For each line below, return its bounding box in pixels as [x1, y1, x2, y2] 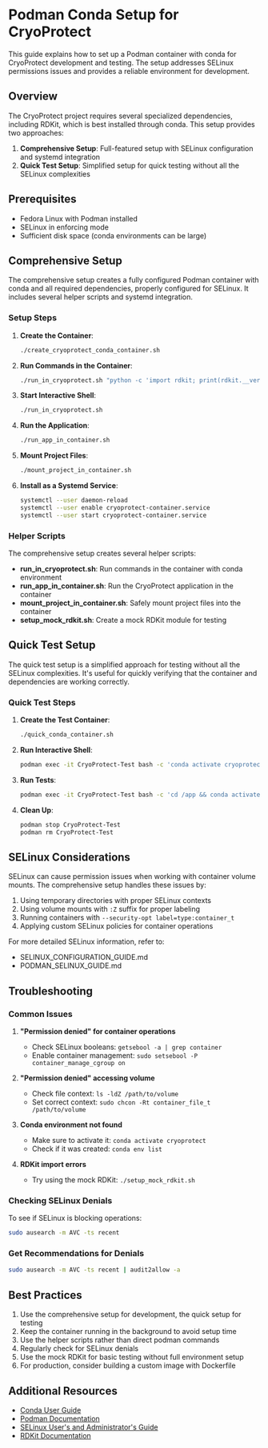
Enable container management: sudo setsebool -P [31, 1050, 198, 1060]
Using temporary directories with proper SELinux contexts [19, 896, 212, 905]
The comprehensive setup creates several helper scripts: [8, 548, 196, 558]
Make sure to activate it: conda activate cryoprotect [31, 1135, 206, 1145]
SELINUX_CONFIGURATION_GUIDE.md [19, 953, 148, 962]
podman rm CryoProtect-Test [19, 828, 114, 836]
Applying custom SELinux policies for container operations [19, 921, 214, 931]
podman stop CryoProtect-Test [19, 820, 122, 828]
